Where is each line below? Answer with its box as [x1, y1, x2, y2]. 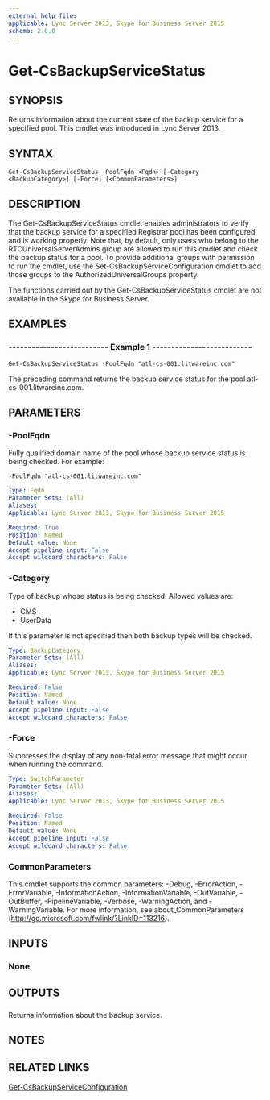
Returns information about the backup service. [8, 1010, 163, 1019]
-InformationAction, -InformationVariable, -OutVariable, [55, 887, 239, 897]
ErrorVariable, [8, 887, 55, 897]
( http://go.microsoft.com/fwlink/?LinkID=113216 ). [8, 913, 170, 923]
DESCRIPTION [8, 197, 80, 210]
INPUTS [8, 936, 48, 951]
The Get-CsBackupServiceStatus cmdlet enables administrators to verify [8, 218, 249, 228]
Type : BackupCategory [8, 646, 81, 654]
